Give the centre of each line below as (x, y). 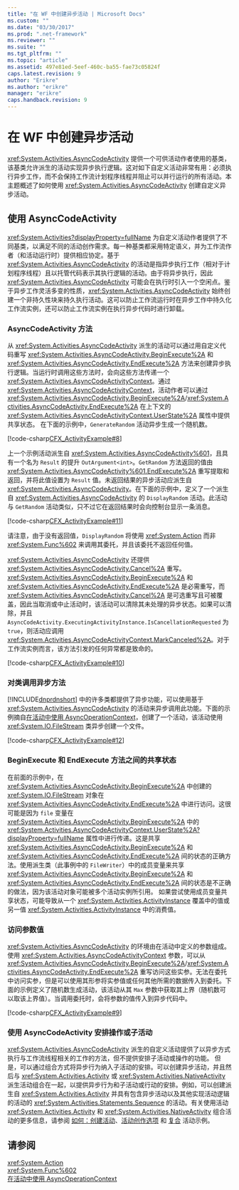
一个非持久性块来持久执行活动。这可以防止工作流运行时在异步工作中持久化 (122, 299)
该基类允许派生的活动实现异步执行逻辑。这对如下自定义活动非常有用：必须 (116, 167)
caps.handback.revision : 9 (47, 100)
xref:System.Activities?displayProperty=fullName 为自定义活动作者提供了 (115, 237)
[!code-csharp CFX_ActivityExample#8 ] (65, 439)
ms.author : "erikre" (38, 87)
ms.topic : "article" (38, 61)
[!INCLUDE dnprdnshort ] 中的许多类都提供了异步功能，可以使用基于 (106, 699)
